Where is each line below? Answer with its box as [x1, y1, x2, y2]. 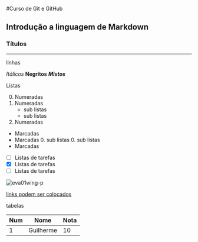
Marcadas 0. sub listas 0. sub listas [14, 136, 100, 143]
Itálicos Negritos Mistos [6, 70, 66, 78]
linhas [6, 59, 21, 66]
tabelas [6, 202, 24, 209]
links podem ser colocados [6, 191, 72, 198]
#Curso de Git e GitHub [6, 5, 63, 12]
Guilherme [28, 226, 58, 234]
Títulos [6, 40, 27, 48]
